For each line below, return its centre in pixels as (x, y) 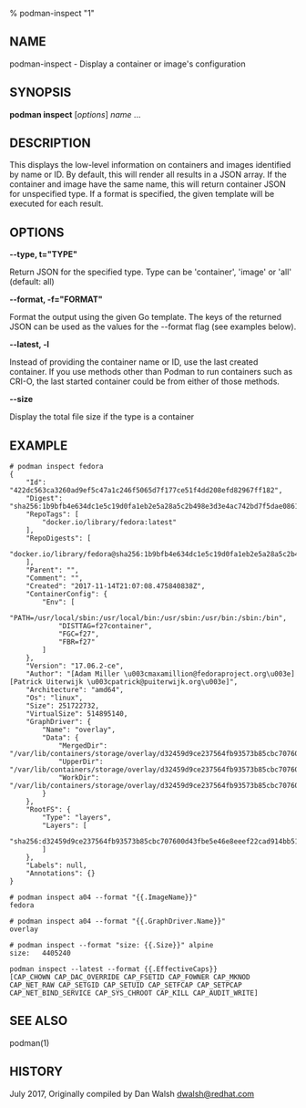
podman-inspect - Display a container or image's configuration (127, 64)
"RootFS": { (48, 810)
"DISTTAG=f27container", (105, 626)
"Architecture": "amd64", (75, 690)
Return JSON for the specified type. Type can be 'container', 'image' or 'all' (151, 272)
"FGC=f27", (79, 634)
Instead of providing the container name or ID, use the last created (134, 362)
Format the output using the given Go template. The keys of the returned (146, 317)
